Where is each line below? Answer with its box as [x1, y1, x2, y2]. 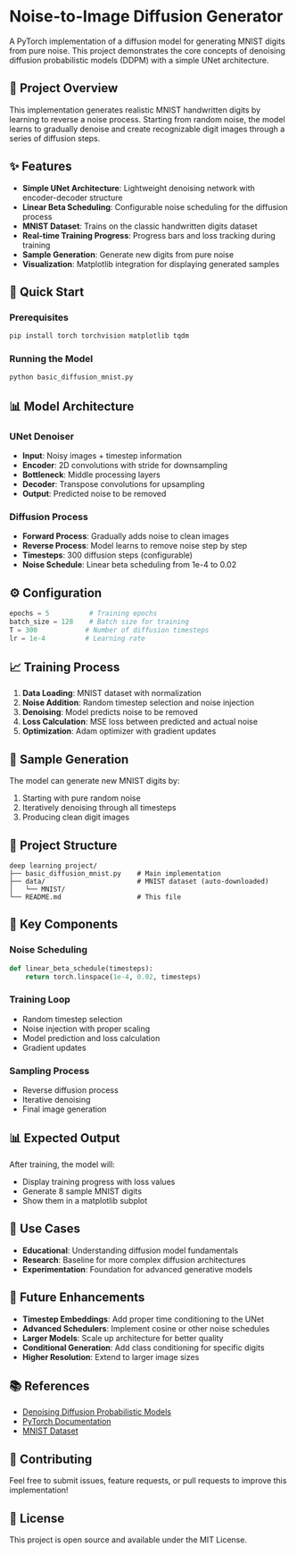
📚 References [9, 1378, 90, 1393]
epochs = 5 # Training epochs [9, 609, 158, 618]
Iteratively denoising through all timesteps [21, 802, 177, 813]
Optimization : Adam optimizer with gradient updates [21, 726, 217, 736]
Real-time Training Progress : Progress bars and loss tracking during [21, 230, 276, 240]
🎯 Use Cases [9, 1222, 81, 1237]
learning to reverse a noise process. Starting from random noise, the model [9, 113, 285, 124]
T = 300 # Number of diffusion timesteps [9, 626, 210, 634]
